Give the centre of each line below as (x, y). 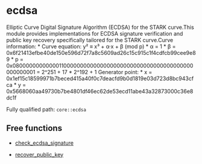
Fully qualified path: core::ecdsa (46, 109)
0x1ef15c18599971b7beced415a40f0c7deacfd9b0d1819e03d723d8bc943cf (100, 78)
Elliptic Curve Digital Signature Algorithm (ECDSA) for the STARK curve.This (100, 27)
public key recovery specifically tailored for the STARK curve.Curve (90, 40)
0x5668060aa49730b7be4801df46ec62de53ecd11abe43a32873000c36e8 (100, 91)
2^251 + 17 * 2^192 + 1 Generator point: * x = (97, 72)
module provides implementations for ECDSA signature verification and (95, 33)
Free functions (34, 128)
